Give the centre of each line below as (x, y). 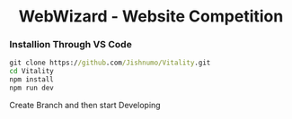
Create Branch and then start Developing (85, 105)
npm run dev (31, 88)
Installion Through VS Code (71, 45)
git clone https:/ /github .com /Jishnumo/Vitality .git (110, 63)
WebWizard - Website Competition (151, 17)
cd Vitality (31, 72)
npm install (31, 80)
